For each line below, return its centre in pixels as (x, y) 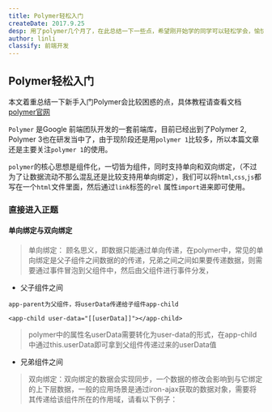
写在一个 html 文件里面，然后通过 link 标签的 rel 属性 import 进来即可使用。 (129, 186)
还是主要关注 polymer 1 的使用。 (60, 149)
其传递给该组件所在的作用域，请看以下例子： (103, 399)
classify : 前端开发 (39, 46)
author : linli (32, 38)
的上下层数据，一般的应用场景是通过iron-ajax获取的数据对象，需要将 (142, 389)
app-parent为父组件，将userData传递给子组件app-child (93, 304)
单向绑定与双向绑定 (40, 231)
